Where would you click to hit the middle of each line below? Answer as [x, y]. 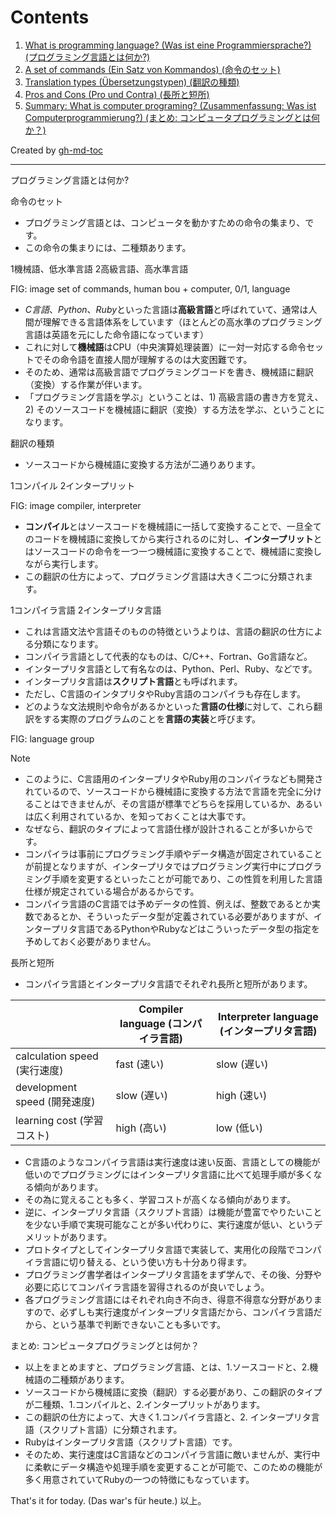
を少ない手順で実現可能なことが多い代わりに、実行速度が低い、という [169, 1224]
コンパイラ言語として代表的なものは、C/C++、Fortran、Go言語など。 [168, 656]
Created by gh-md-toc [57, 150]
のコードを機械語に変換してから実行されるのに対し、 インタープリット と [173, 538]
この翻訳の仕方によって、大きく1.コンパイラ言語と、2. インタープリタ [168, 1417]
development [46, 1087]
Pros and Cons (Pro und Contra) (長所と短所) [117, 94]
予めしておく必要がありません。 [90, 941]
